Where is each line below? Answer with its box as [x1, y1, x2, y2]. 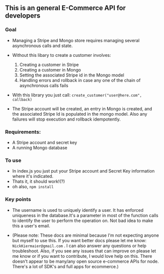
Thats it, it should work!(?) [12, 178, 65, 184]
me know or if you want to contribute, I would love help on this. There [12, 253, 153, 259]
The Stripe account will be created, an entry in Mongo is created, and [12, 105, 153, 112]
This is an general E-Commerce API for [5, 4, 126, 12]
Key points [5, 196, 31, 203]
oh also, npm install [12, 184, 54, 190]
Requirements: [5, 128, 41, 135]
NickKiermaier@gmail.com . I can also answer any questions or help [12, 243, 147, 249]
